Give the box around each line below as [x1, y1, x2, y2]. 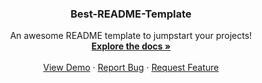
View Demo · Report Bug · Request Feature [42, 62, 220, 74]
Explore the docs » [91, 40, 171, 52]
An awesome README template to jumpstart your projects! [9, 30, 253, 42]
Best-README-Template [70, 7, 192, 21]
